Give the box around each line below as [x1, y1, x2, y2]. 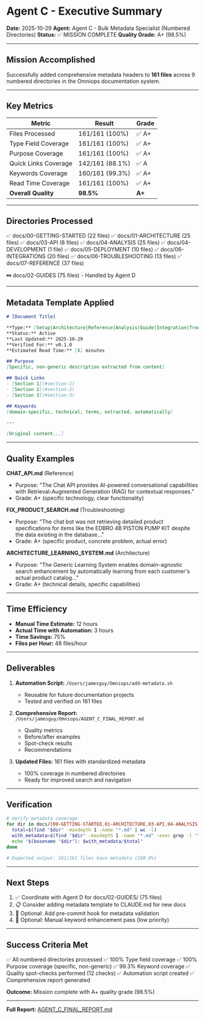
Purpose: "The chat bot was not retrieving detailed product [15, 518, 164, 525]
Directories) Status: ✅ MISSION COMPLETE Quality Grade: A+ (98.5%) [6, 31, 187, 38]
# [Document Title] [6, 314, 56, 320]
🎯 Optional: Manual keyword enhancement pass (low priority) [15, 916, 170, 924]
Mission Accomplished [6, 55, 96, 65]
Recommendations [24, 746, 72, 753]
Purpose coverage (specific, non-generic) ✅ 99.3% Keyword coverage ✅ [6, 963, 191, 970]
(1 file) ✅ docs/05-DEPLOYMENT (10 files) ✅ [48, 246, 160, 253]
